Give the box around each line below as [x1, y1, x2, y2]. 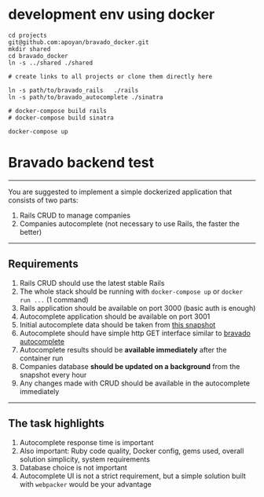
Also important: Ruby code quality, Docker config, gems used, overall [19, 446, 244, 455]
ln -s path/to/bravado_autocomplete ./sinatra [8, 93, 163, 101]
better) [19, 227, 42, 236]
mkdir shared [8, 45, 51, 53]
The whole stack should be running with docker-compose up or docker [19, 287, 244, 296]
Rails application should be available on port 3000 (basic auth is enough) [19, 303, 256, 312]
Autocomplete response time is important [19, 437, 154, 447]
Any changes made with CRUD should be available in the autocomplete [19, 378, 250, 388]
